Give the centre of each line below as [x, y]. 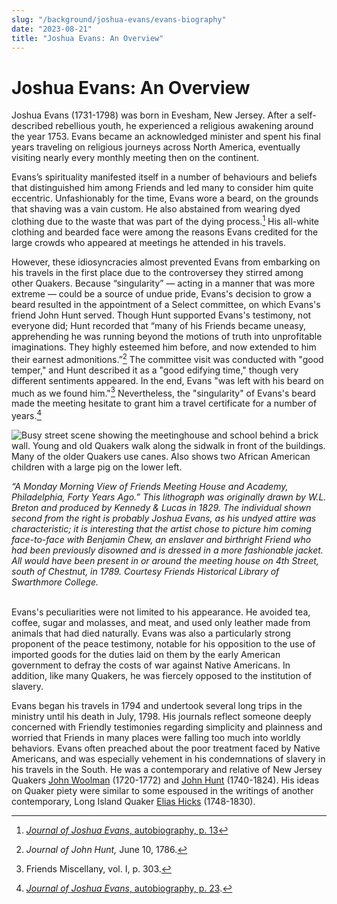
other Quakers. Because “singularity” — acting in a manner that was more [163, 283]
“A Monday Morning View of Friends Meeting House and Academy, [150, 486]
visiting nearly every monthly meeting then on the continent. [135, 158]
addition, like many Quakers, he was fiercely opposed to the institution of [162, 675]
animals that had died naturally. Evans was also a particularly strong [151, 633]
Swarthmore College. [55, 582]
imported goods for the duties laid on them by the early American [146, 654]
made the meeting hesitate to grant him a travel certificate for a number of [164, 403]
